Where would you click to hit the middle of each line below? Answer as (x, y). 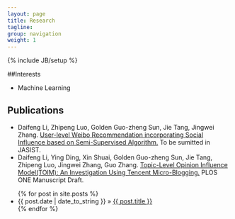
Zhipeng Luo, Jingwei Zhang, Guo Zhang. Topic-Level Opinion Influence (122, 164)
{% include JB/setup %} (42, 60)
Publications (36, 110)
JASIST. (29, 150)
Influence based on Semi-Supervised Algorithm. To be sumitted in (114, 142)
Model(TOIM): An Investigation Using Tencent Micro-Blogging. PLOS (117, 172)
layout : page (27, 14)
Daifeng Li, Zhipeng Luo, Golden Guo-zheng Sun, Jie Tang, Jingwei (116, 127)
